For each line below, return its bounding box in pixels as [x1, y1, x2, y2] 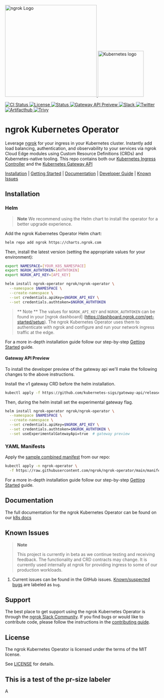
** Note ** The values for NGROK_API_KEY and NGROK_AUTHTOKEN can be [17, 309, 155, 314]
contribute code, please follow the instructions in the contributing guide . [5, 619, 150, 625]
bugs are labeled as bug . [12, 581, 61, 587]
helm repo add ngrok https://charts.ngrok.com [5, 240, 102, 245]
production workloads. [17, 567, 62, 573]
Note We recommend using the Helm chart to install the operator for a [17, 216, 158, 221]
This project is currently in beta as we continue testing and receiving [17, 551, 155, 557]
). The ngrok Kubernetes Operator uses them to [44, 319, 140, 325]
